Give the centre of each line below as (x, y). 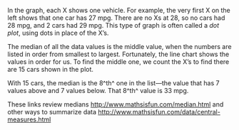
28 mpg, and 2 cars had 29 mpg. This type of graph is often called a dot (113, 25)
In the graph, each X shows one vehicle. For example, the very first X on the (119, 10)
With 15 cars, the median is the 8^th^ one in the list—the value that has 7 (113, 83)
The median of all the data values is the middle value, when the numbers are (119, 47)
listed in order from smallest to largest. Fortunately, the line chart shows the (118, 54)
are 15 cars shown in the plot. (51, 69)
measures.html (29, 119)
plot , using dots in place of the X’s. (58, 33)
